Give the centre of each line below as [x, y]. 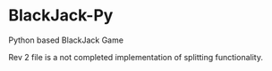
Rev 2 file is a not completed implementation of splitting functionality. [136, 57]
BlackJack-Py [61, 16]
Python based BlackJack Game [66, 40]
